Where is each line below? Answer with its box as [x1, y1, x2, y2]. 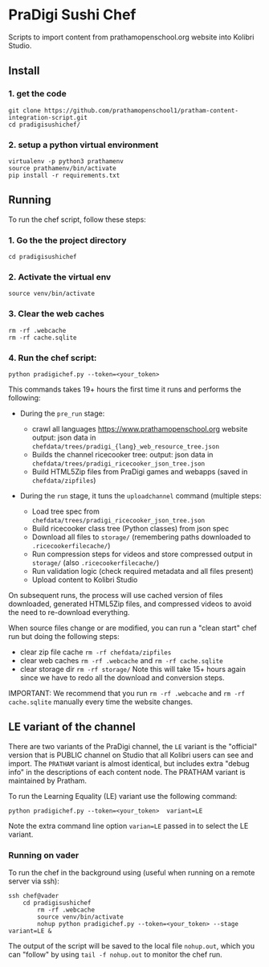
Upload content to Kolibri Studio [31, 575, 138, 584]
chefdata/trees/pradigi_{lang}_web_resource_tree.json [31, 442, 219, 451]
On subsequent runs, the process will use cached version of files [8, 590, 223, 600]
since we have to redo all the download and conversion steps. [19, 673, 225, 682]
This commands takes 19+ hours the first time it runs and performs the [8, 384, 242, 394]
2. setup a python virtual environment [8, 139, 159, 150]
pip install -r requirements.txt [8, 171, 120, 179]
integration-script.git [8, 113, 88, 121]
